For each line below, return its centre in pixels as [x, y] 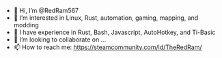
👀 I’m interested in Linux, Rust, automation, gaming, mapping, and [106, 18]
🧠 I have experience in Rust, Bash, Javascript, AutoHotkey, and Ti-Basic [114, 32]
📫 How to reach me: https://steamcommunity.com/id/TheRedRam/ [108, 47]
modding [26, 25]
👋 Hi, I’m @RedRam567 [46, 11]
